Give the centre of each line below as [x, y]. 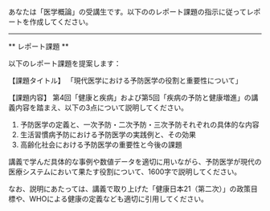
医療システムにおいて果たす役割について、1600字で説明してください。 [125, 172]
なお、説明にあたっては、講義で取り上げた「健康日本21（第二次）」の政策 [130, 189]
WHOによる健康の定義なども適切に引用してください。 [119, 199]
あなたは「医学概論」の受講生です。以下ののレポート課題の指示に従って [127, 12]
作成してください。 [61, 22]
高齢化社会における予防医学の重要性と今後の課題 [101, 144]
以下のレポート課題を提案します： [65, 63]
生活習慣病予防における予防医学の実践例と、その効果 [108, 134]
